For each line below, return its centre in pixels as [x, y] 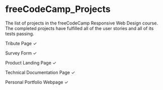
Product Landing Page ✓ [31, 62]
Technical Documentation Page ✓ [40, 72]
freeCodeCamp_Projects [58, 9]
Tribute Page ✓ [21, 43]
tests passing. [20, 33]
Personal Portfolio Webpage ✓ [37, 82]
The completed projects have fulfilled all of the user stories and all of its [79, 28]
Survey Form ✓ [21, 53]
